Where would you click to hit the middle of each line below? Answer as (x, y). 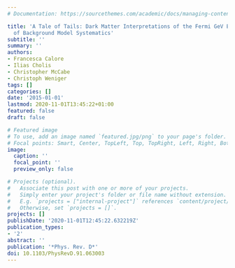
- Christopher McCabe (39, 72)
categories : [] (29, 92)
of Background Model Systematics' (64, 33)
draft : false (26, 118)
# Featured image (33, 130)
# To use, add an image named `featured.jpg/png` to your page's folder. (117, 136)
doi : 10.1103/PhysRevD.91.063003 (56, 253)
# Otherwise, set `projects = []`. (62, 208)
